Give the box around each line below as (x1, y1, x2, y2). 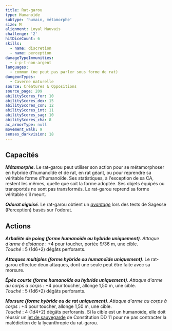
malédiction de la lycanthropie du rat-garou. (5, 320, 99, 326)
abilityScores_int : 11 (5, 108, 54, 113)
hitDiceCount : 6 (5, 36, 40, 42)
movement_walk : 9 (5, 127, 43, 132)
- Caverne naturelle (10, 79, 54, 84)
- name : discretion (10, 46, 52, 51)
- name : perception (10, 50, 52, 55)
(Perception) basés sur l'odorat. (5, 207, 73, 213)
